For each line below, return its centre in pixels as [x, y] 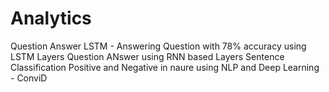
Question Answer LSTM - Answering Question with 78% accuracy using [158, 46]
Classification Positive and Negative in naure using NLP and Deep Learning [165, 67]
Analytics [51, 18]
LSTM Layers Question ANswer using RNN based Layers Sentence [147, 56]
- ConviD [29, 78]
